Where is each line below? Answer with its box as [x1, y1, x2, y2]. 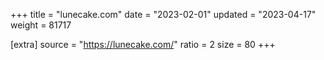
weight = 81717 [10, 19, 72, 31]
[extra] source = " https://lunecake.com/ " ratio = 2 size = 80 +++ [10, 39, 276, 50]
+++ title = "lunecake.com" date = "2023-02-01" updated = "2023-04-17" [10, 9, 317, 20]
